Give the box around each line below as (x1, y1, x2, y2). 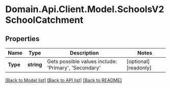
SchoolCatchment (5, 14, 83, 26)
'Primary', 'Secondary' (47, 64, 101, 71)
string (27, 61, 42, 68)
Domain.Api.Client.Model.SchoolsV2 (5, 4, 164, 15)
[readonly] (126, 64, 152, 71)
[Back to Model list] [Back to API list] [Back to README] (5, 77, 122, 83)
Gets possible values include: (47, 58, 117, 65)
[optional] (126, 58, 150, 65)
